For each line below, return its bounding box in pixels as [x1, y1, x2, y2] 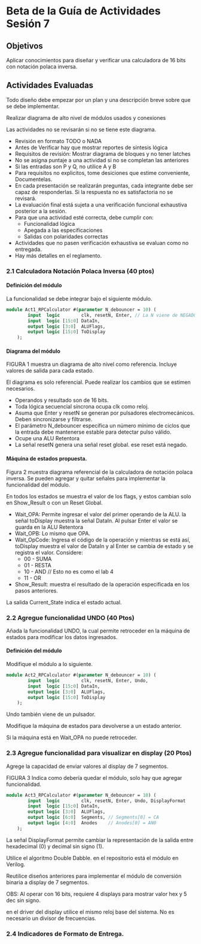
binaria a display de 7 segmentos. [6, 879, 89, 886]
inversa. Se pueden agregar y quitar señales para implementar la [6, 474, 166, 482]
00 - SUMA [23, 555, 52, 562]
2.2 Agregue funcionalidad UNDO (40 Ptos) [6, 613, 135, 622]
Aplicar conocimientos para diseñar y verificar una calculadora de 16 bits [6, 57, 186, 63]
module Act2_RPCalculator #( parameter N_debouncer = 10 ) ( [6, 672, 157, 678]
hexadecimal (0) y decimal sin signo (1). [6, 843, 104, 850]
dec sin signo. [6, 897, 41, 904]
